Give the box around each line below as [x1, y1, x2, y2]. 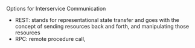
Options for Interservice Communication [6, 5, 106, 12]
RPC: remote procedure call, [14, 36, 86, 42]
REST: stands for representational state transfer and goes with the [14, 17, 179, 23]
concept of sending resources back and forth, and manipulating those [14, 23, 190, 30]
